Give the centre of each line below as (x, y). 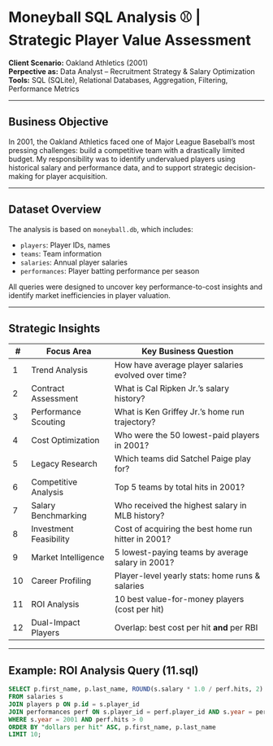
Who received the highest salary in (180, 506)
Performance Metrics (44, 89)
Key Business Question (188, 351)
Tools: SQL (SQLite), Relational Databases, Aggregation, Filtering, (118, 80)
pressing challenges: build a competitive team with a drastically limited (127, 150)
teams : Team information (61, 253)
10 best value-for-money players (179, 599)
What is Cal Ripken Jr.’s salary (172, 388)
